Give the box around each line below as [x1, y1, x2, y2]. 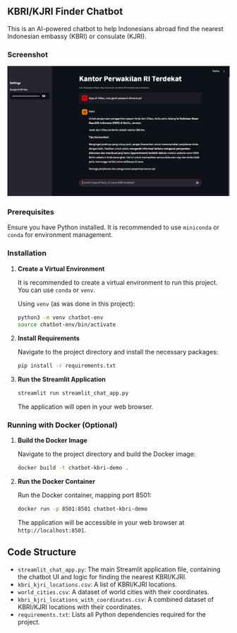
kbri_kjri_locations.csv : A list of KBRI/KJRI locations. [17, 580, 178, 588]
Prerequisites [7, 207, 54, 216]
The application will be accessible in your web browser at [17, 518, 185, 527]
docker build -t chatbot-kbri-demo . [17, 465, 129, 472]
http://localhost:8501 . [17, 526, 87, 535]
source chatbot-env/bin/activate [17, 321, 116, 328]
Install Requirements [17, 334, 80, 342]
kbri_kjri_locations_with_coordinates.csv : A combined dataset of [17, 595, 214, 603]
